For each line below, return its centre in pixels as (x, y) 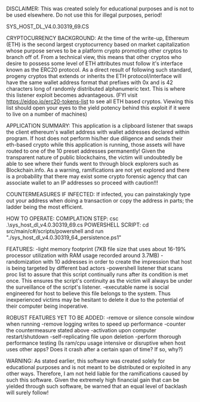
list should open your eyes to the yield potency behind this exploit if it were (98, 108)
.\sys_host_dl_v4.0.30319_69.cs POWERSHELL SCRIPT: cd (78, 225)
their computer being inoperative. (47, 306)
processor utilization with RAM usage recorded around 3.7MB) (83, 255)
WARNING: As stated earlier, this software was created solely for (86, 361)
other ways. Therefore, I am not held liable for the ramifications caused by (97, 373)
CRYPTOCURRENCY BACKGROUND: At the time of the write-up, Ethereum (98, 38)
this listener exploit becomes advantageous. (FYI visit (72, 95)
